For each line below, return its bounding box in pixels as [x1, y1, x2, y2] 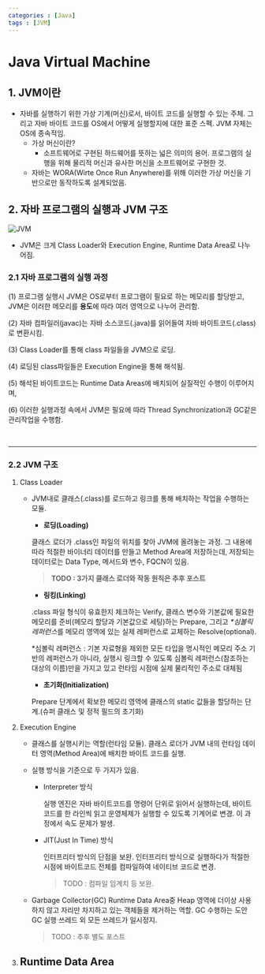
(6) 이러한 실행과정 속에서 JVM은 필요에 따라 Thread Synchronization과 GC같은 [8, 405, 257, 414]
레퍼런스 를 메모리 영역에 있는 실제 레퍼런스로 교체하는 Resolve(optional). [31, 626, 257, 636]
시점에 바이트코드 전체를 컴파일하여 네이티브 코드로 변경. [43, 861, 217, 871]
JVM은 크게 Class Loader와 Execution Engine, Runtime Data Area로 [19, 241, 237, 250]
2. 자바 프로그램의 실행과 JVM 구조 [8, 203, 168, 216]
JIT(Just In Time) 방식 [43, 835, 114, 845]
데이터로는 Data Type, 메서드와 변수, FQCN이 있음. [31, 557, 189, 566]
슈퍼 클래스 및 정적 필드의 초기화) [42, 707, 144, 716]
